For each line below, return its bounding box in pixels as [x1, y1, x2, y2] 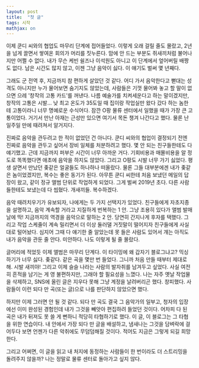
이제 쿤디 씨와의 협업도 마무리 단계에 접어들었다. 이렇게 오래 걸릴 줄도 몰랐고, [6, 42, 183, 49]
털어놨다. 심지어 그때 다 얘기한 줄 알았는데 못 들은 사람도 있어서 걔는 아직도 [17, 229, 190, 236]
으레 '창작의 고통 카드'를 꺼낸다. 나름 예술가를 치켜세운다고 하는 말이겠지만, [17, 92, 190, 99]
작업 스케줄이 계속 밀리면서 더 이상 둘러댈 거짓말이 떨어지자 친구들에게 [17, 221, 179, 229]
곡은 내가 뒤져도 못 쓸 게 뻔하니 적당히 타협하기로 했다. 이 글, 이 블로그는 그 [6, 313, 178, 321]
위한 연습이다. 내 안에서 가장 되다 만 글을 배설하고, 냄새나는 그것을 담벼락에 [12, 321, 185, 328]
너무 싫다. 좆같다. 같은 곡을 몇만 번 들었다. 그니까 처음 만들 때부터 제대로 [21, 256, 188, 263]
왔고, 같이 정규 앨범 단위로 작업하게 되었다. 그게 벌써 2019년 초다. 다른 [17, 179, 179, 186]
